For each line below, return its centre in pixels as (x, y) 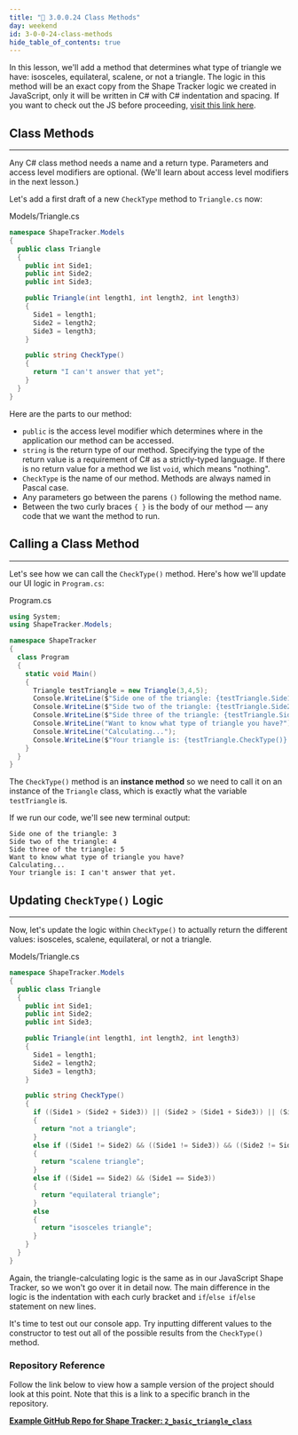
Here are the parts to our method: (71, 413)
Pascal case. (45, 487)
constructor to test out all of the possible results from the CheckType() (136, 1333)
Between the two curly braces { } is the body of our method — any (145, 506)
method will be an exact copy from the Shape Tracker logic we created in (143, 86)
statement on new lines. (53, 1306)
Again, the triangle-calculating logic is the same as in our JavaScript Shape (146, 1278)
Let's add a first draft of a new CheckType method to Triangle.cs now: (136, 199)
